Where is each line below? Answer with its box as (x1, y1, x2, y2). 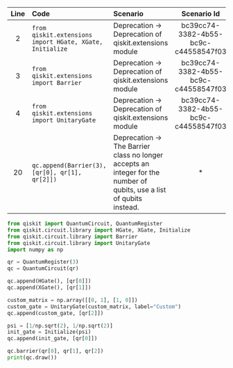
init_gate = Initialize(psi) (7, 328, 92, 336)
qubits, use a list (113, 185, 166, 194)
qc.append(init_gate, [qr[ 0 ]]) (7, 335, 98, 342)
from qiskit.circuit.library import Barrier (7, 233, 138, 240)
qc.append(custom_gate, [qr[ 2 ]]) (7, 310, 104, 317)
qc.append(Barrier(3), (31, 161, 107, 169)
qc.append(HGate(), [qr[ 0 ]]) (7, 278, 92, 285)
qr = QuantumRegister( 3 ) (7, 259, 79, 266)
